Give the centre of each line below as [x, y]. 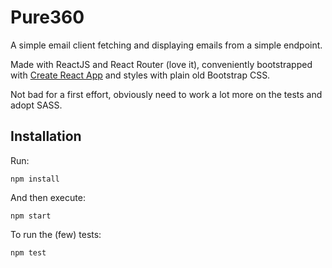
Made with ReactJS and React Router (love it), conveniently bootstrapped [161, 64]
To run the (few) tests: [56, 234]
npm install [35, 179]
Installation [46, 136]
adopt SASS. [36, 105]
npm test [28, 252]
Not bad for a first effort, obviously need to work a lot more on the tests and [166, 94]
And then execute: [48, 197]
